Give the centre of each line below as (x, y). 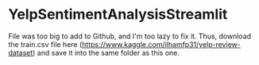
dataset (21, 52)
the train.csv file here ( (45, 44)
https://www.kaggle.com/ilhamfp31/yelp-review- (161, 44)
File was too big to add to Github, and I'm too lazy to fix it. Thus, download (130, 36)
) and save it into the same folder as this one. (106, 52)
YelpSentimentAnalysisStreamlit (118, 14)
